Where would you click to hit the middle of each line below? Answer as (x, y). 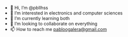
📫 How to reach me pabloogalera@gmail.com (58, 29)
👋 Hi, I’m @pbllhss (29, 8)
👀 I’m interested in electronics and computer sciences (66, 13)
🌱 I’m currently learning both (40, 18)
